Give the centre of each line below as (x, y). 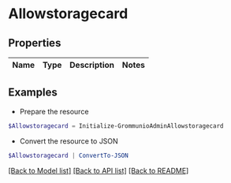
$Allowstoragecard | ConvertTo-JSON (68, 155)
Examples (33, 93)
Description (92, 65)
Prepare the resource (54, 111)
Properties (35, 43)
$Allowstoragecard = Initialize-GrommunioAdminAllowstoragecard (116, 126)
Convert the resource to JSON (69, 141)
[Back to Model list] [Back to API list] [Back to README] (99, 170)
